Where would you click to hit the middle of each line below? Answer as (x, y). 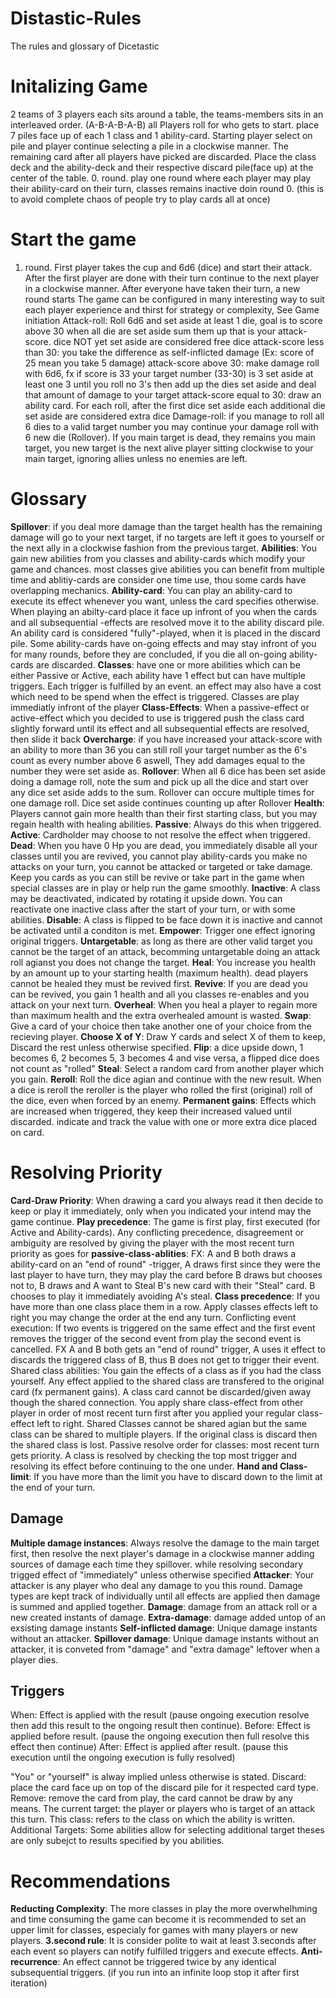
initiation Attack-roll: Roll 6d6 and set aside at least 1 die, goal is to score (173, 320)
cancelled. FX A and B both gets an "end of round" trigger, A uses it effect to (168, 1349)
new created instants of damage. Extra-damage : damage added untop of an (168, 1617)
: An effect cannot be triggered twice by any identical (167, 1962)
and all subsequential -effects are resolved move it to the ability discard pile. (167, 622)
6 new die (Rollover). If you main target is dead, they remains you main (170, 437)
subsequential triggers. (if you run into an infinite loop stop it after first (155, 1973)
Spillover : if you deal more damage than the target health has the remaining (166, 526)
